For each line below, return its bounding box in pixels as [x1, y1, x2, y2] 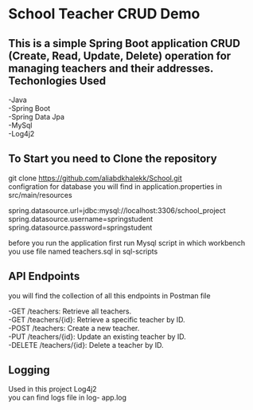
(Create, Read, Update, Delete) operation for [8, 49, 232, 62]
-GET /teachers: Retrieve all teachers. [8, 306, 132, 316]
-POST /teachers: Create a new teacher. [8, 323, 140, 333]
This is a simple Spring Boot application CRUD [8, 37, 241, 50]
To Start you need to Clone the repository [8, 152, 217, 166]
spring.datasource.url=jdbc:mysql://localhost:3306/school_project [8, 205, 226, 215]
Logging [8, 364, 50, 377]
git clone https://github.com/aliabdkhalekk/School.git [8, 173, 183, 183]
